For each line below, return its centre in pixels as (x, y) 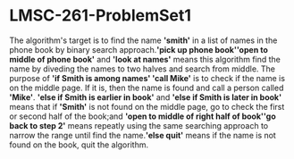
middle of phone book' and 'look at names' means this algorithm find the (145, 59)
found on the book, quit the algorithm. (79, 145)
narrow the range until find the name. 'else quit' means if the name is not (143, 135)
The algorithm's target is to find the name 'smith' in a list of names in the (143, 40)
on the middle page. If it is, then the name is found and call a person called (147, 88)
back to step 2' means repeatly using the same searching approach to (139, 125)
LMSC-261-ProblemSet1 (101, 16)
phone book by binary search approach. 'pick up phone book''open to (139, 49)
